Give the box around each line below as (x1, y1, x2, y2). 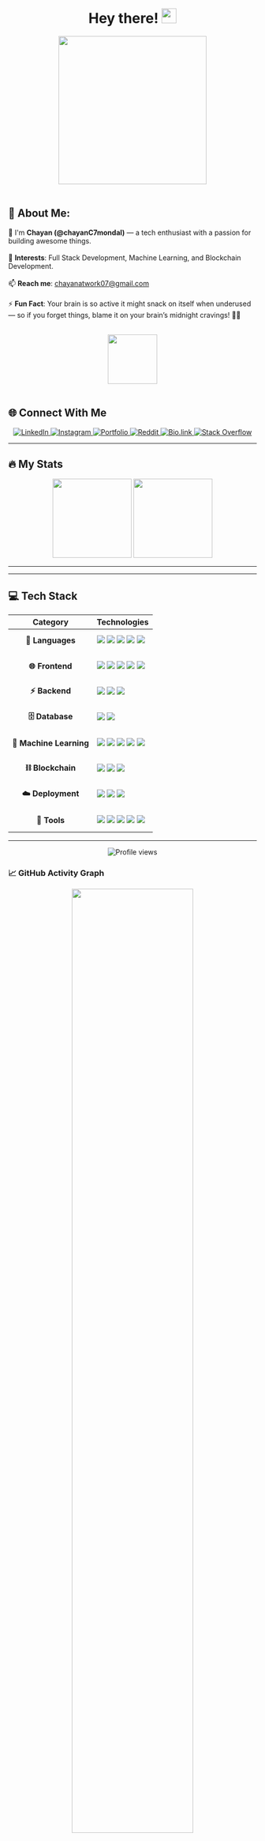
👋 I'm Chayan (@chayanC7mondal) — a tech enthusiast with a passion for (8, 228, 252, 237)
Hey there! (88, 9, 159, 28)
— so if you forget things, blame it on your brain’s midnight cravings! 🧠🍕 (8, 310, 241, 319)
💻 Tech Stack (8, 589, 78, 602)
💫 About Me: (8, 206, 71, 221)
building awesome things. (8, 236, 92, 245)
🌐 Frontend (28, 661, 73, 672)
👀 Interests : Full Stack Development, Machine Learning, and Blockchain (8, 253, 242, 262)
